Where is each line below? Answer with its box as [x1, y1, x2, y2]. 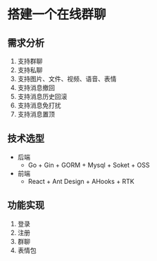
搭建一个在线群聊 [7, 6, 107, 23]
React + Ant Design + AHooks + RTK [27, 177, 135, 185]
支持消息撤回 [17, 83, 55, 92]
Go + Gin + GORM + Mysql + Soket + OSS [27, 161, 150, 169]
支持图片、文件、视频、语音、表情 [17, 75, 117, 83]
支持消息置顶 [17, 110, 55, 118]
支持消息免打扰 [17, 101, 61, 110]
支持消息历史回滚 [17, 93, 68, 100]
